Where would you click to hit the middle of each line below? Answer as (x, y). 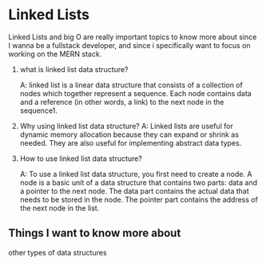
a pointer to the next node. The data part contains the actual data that (134, 191)
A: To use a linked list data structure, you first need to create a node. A (136, 174)
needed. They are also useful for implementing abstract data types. (131, 143)
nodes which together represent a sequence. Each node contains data (135, 93)
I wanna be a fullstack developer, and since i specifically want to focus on (129, 45)
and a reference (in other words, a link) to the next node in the (122, 102)
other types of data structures (58, 252)
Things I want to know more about (95, 233)
